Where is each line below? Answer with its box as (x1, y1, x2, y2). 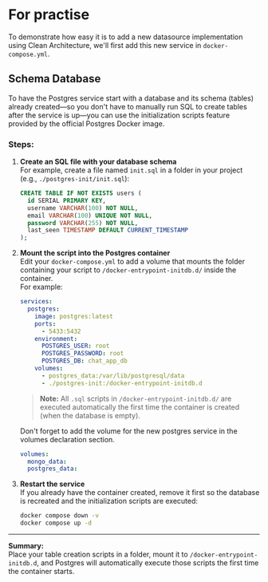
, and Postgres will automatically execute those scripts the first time (37, 558, 259, 568)
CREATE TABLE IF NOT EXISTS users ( (19, 189, 142, 197)
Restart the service (19, 479, 85, 489)
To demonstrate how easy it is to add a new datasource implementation (8, 32, 243, 42)
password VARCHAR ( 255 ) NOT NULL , (27, 219, 139, 227)
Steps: (8, 138, 34, 149)
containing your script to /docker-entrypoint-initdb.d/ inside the (19, 265, 237, 275)
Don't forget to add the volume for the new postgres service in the (19, 426, 238, 436)
